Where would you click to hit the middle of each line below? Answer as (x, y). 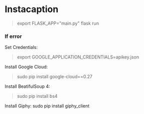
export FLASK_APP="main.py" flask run (58, 23)
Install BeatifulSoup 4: (28, 86)
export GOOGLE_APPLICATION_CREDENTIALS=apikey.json (78, 57)
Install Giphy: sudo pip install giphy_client (47, 106)
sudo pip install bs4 (37, 96)
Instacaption (32, 9)
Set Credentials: (21, 47)
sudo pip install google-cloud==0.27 (55, 77)
